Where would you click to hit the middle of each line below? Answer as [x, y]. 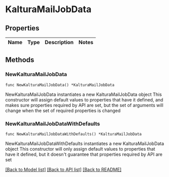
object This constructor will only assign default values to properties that [80, 149]
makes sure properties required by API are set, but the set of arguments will [84, 105]
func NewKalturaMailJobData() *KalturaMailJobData [60, 85]
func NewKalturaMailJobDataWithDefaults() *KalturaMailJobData [74, 134]
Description [59, 42]
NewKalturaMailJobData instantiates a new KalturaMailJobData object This [84, 94]
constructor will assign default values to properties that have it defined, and [84, 99]
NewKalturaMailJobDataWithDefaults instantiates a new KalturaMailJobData [85, 144]
